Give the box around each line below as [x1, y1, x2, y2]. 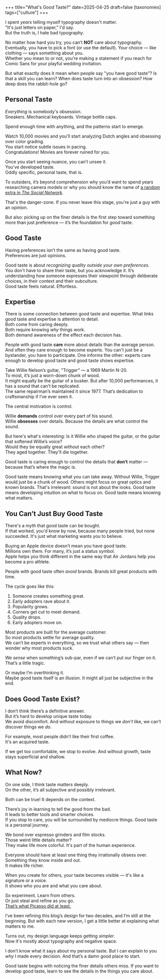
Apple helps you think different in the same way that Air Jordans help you [5, 553, 156, 560]
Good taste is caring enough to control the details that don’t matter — [5, 459, 148, 465]
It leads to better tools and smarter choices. [5, 811, 94, 817]
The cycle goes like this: [5, 583, 55, 590]
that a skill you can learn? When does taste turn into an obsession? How [5, 76, 153, 81]
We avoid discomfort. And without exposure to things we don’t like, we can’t [5, 719, 161, 725]
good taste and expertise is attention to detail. [5, 316, 99, 322]
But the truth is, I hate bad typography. [5, 30, 84, 35]
